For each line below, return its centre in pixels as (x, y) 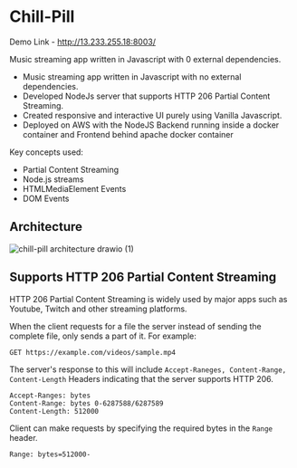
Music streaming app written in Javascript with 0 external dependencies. (145, 59)
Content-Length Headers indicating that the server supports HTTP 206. (142, 378)
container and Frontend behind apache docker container (128, 134)
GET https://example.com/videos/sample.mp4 (93, 352)
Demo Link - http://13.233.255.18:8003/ (83, 42)
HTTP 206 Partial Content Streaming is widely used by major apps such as (148, 299)
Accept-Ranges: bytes (50, 396)
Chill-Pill (42, 17)
